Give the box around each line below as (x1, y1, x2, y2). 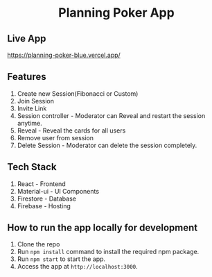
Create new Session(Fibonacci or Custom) (17, 89, 139, 98)
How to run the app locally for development (7, 222, 198, 234)
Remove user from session (17, 133, 94, 142)
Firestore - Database (17, 194, 76, 203)
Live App (7, 33, 46, 44)
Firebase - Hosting (17, 201, 71, 210)
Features (7, 71, 46, 83)
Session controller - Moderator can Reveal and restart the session (17, 111, 206, 119)
